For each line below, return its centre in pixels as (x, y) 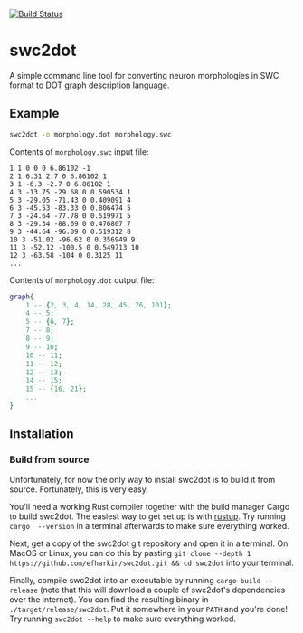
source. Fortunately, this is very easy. (79, 489)
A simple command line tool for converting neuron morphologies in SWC (144, 75)
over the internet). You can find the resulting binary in (109, 599)
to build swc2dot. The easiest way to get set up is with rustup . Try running (148, 516)
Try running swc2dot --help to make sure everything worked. (123, 619)
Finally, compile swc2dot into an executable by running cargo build (135, 580)
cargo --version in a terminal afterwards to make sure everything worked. (149, 525)
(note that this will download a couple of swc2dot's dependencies (163, 590)
